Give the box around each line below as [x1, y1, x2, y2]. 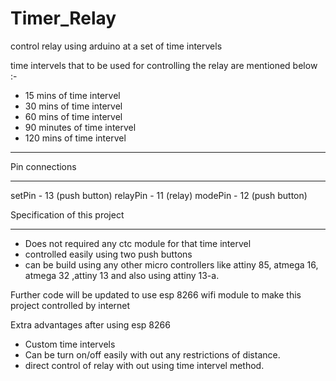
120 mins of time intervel [24, 132, 127, 144]
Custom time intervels [24, 338, 116, 350]
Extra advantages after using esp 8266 [10, 318, 171, 331]
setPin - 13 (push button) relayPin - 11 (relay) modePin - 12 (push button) [10, 189, 308, 201]
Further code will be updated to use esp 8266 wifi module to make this [10, 288, 302, 301]
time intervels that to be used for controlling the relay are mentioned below [10, 59, 318, 71]
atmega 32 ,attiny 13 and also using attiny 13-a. [24, 269, 220, 281]
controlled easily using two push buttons [24, 248, 193, 260]
